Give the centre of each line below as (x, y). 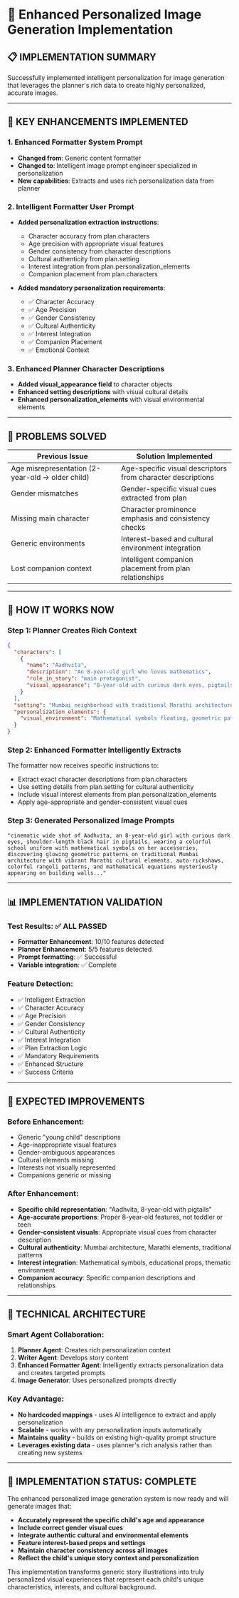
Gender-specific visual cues (169, 489)
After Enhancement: (43, 1194)
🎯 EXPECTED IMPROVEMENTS (76, 1101)
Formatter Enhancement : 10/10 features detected (91, 942)
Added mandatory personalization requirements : (91, 288)
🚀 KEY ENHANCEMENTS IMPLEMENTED (98, 122)
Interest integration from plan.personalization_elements (109, 266)
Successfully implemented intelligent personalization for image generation (116, 77)
